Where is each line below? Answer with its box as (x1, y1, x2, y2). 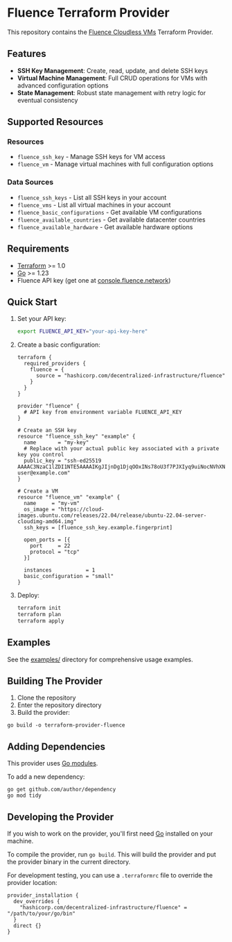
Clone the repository (17, 693, 76, 702)
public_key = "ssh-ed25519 (24, 457, 102, 465)
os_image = (24, 506, 55, 513)
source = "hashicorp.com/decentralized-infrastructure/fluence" (35, 372, 226, 379)
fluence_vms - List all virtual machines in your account (17, 200, 171, 209)
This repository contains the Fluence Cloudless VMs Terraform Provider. (7, 28, 213, 36)
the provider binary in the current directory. (7, 858, 131, 866)
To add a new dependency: (7, 772, 85, 781)
